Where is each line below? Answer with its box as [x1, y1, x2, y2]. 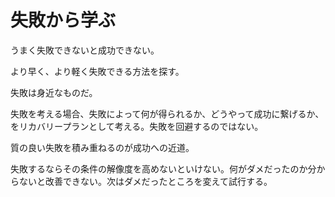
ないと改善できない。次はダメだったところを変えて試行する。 [18, 175, 273, 187]
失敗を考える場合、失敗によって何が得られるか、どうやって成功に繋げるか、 [10, 107, 325, 120]
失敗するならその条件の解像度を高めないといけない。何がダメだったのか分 [10, 162, 317, 175]
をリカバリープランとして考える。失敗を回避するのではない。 [10, 120, 264, 132]
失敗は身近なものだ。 [10, 86, 98, 98]
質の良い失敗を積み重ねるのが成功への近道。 [10, 141, 195, 153]
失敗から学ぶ [10, 9, 117, 32]
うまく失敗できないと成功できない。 [10, 44, 160, 56]
